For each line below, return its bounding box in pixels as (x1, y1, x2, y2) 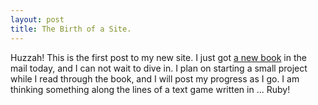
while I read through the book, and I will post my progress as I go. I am (10, 72, 300, 85)
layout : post (10, 14, 65, 25)
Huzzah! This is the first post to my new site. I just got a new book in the (10, 51, 307, 63)
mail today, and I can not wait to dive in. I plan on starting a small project (10, 62, 308, 74)
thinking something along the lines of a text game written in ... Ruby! (10, 83, 291, 95)
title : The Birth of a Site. (10, 24, 132, 34)
